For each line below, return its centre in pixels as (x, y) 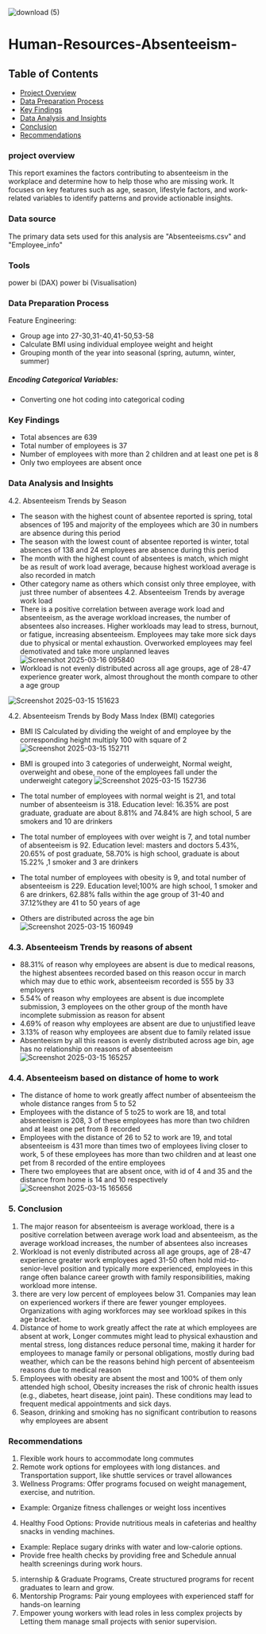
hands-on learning (50, 1604)
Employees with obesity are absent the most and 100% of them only (131, 1378)
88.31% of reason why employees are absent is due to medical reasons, (137, 964)
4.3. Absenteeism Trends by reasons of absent (100, 947)
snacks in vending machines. (67, 1531)
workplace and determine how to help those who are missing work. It (121, 181)
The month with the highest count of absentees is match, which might (134, 558)
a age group (40, 685)
